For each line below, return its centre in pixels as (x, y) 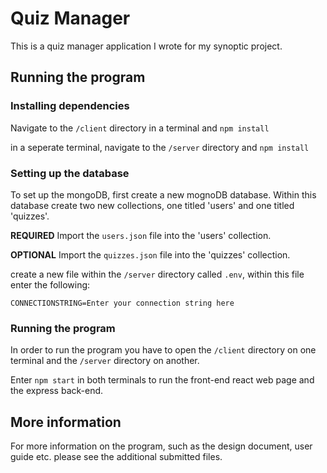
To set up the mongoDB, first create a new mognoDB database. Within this (163, 194)
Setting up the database (70, 173)
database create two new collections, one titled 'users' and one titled (152, 205)
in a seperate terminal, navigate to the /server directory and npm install (160, 147)
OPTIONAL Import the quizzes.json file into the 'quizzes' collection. (150, 254)
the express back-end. (57, 391)
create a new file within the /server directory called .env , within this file (157, 274)
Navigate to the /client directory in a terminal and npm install (140, 128)
